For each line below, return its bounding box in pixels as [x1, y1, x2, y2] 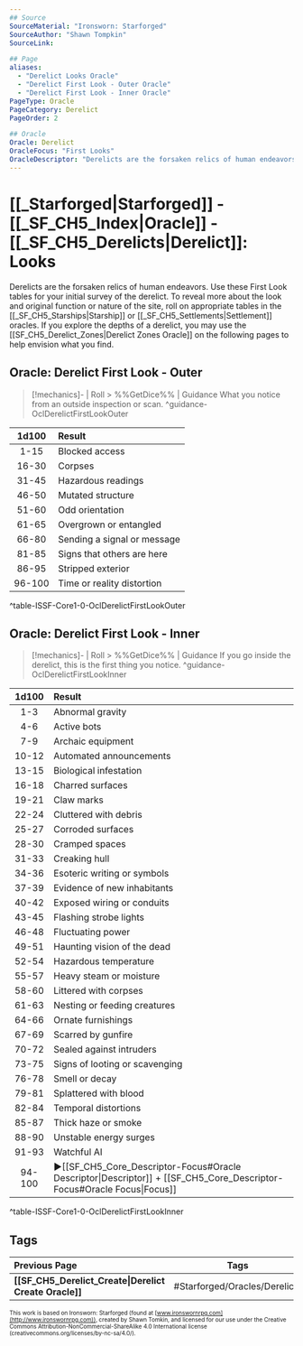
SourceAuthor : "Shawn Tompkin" [9, 30, 127, 39]
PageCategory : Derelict [9, 105, 99, 114]
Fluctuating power [53, 926, 131, 939]
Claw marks [53, 794, 104, 806]
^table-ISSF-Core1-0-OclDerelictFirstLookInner [9, 1206, 184, 1217]
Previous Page [14, 1259, 78, 1272]
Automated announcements [53, 750, 171, 763]
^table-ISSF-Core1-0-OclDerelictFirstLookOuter [9, 599, 186, 610]
